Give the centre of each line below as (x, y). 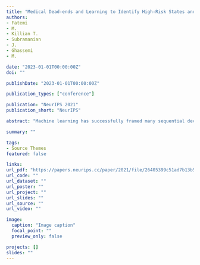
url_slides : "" (25, 198)
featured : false (26, 154)
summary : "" (21, 132)
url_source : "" (25, 204)
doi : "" (16, 72)
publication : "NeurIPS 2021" (42, 105)
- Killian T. (22, 34)
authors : (17, 17)
